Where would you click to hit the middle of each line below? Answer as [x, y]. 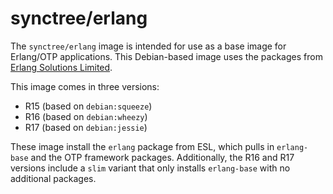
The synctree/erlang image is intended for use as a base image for [148, 46]
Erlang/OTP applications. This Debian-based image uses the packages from [166, 56]
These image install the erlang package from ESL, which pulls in [142, 146]
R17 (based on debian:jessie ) [86, 127]
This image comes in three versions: [85, 86]
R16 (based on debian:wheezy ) [86, 116]
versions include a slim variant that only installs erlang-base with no [150, 168]
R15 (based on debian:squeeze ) [88, 106]
